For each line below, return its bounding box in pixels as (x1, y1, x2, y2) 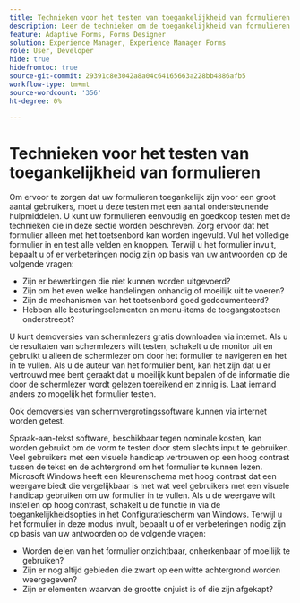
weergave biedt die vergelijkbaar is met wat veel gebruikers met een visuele (9, 481, 290, 492)
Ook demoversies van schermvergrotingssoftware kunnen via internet (9, 406, 267, 417)
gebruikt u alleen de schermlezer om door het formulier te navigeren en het (9, 351, 287, 362)
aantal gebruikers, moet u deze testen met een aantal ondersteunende (9, 201, 269, 212)
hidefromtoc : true (9, 64, 78, 73)
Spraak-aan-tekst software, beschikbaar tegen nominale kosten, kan (9, 433, 262, 444)
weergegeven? (21, 574, 78, 585)
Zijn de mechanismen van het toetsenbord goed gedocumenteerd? (21, 295, 269, 306)
